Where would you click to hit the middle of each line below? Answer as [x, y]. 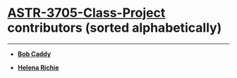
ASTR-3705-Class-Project [86, 13]
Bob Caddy [34, 53]
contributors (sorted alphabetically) [115, 28]
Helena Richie [38, 67]
